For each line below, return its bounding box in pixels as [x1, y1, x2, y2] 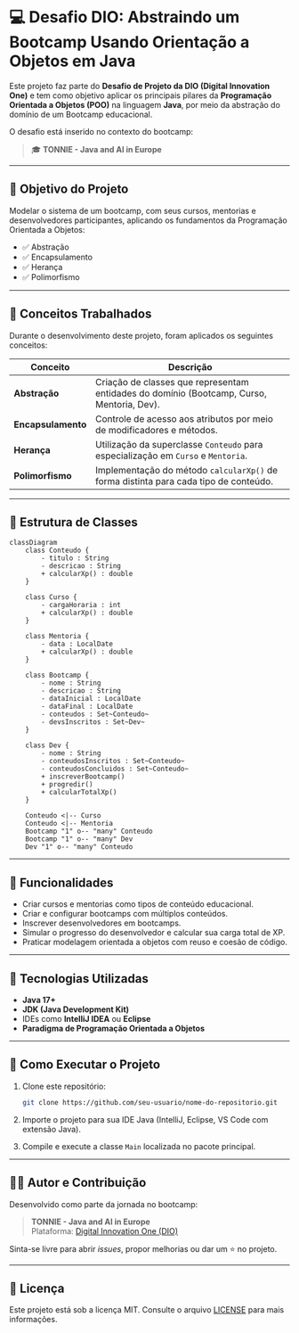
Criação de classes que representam [94, 375, 249, 388]
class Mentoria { [25, 632, 90, 641]
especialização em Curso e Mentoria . [94, 449, 247, 462]
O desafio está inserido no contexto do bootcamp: [9, 126, 194, 136]
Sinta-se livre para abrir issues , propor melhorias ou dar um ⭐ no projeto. [9, 1243, 278, 1254]
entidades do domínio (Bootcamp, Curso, [94, 387, 267, 399]
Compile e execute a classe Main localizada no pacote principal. [21, 1140, 256, 1151]
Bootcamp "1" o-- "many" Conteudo [25, 827, 153, 836]
